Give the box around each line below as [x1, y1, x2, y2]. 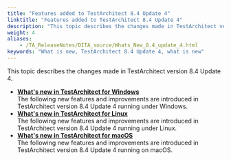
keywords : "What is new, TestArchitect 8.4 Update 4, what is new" [7, 49, 205, 55]
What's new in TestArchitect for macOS [16, 131, 133, 139]
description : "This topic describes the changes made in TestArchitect [7, 23, 217, 29]
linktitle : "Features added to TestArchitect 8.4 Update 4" [7, 16, 184, 23]
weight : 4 [7, 29, 36, 36]
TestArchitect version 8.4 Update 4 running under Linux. [16, 124, 177, 132]
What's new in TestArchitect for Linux [16, 109, 129, 117]
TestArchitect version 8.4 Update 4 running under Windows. [16, 102, 188, 110]
